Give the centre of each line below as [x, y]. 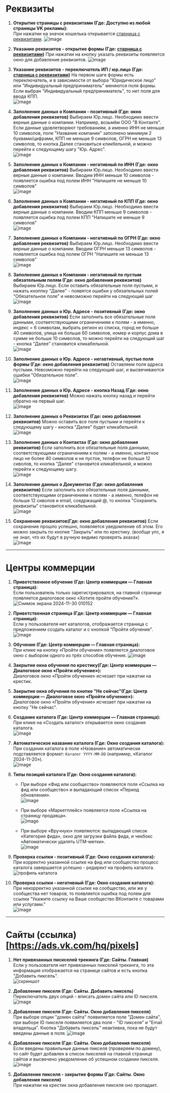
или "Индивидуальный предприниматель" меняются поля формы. [84, 85]
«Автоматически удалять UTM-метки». [63, 841]
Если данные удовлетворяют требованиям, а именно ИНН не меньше [89, 128]
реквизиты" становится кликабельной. [55, 506]
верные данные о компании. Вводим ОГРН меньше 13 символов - [84, 248]
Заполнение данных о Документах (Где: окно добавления [78, 484]
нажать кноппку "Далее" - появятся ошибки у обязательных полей [86, 291]
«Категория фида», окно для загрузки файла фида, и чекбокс [87, 836]
